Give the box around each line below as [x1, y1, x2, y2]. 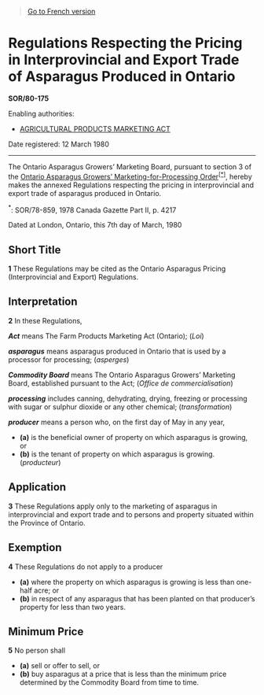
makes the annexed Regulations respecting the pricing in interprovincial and [8, 180, 254, 190]
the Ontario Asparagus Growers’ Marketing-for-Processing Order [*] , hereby [8, 170, 253, 181]
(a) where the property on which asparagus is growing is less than [19, 577, 235, 586]
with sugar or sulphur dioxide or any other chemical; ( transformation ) [8, 401, 233, 412]
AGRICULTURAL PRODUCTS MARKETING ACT [19, 124, 171, 133]
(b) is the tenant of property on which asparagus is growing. [19, 449, 215, 459]
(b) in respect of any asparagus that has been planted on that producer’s [19, 593, 255, 603]
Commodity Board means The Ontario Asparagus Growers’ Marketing [8, 370, 236, 379]
